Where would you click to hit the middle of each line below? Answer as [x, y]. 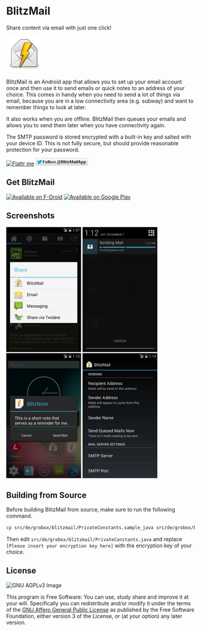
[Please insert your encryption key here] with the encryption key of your [99, 545]
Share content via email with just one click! [59, 28]
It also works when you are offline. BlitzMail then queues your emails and [96, 119]
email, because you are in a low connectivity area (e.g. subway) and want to [100, 101]
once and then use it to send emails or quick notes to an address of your [95, 88]
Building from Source [46, 495]
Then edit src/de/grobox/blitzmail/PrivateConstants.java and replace [94, 539]
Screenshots [31, 216]
